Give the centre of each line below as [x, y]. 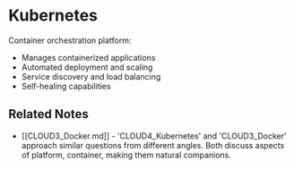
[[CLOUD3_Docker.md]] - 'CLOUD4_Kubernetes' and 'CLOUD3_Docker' [154, 136]
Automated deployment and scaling [87, 67]
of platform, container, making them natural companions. [126, 155]
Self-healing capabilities [66, 86]
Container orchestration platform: [70, 40]
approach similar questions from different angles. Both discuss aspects [153, 145]
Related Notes [48, 114]
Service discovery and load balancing [91, 76]
